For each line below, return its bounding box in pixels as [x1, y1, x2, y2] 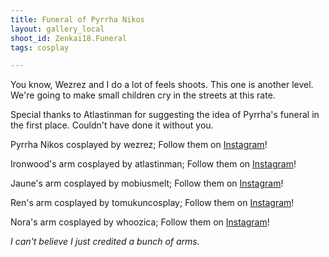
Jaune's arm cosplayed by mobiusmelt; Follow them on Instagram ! [10, 177, 284, 190]
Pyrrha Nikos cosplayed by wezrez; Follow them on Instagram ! [10, 139, 268, 151]
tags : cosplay [10, 42, 70, 53]
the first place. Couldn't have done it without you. [10, 119, 214, 131]
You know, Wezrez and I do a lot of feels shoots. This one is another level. [10, 79, 314, 91]
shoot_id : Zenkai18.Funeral [10, 33, 128, 43]
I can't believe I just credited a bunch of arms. [10, 236, 200, 248]
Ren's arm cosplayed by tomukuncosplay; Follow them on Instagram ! [10, 197, 295, 209]
